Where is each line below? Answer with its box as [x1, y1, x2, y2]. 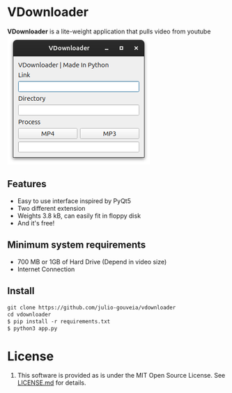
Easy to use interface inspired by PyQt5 [17, 196, 131, 205]
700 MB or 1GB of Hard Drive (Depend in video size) [17, 257, 167, 266]
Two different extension [17, 204, 86, 212]
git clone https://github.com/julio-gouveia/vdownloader [7, 304, 176, 312]
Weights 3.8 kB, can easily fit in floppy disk [17, 211, 141, 220]
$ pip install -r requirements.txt [7, 318, 111, 326]
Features [7, 178, 47, 190]
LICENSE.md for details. [17, 378, 86, 387]
